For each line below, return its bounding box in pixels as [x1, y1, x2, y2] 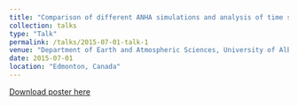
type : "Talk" [9, 29, 58, 38]
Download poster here [9, 86, 91, 97]
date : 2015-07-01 [9, 54, 74, 63]
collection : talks [9, 21, 77, 30]
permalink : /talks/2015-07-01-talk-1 [9, 37, 149, 47]
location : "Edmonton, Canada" [9, 63, 122, 72]
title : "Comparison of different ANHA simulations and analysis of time [9, 12, 284, 22]
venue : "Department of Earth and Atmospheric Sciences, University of [9, 46, 276, 55]
